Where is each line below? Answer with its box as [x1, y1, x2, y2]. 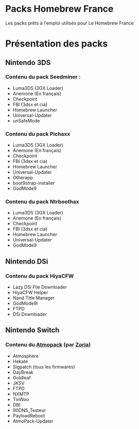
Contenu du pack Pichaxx [5, 130, 71, 137]
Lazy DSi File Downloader [12, 284, 67, 290]
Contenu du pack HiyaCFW [5, 272, 74, 279]
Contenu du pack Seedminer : [5, 74, 81, 81]
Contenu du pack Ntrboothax [5, 198, 79, 205]
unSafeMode [12, 117, 40, 124]
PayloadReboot [12, 412, 45, 419]
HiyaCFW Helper [12, 290, 49, 296]
